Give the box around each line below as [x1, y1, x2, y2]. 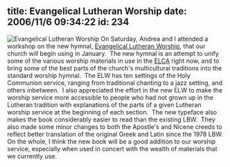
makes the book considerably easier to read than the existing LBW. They [7, 115, 216, 124]
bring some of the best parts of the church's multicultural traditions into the [7, 63, 222, 72]
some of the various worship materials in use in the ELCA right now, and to [7, 57, 220, 65]
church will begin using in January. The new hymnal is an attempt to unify [7, 49, 220, 57]
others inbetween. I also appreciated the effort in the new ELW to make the [7, 86, 223, 94]
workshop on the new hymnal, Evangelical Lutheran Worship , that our [7, 41, 206, 50]
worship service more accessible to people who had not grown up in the [7, 93, 213, 101]
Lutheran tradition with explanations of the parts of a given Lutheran [7, 100, 202, 109]
